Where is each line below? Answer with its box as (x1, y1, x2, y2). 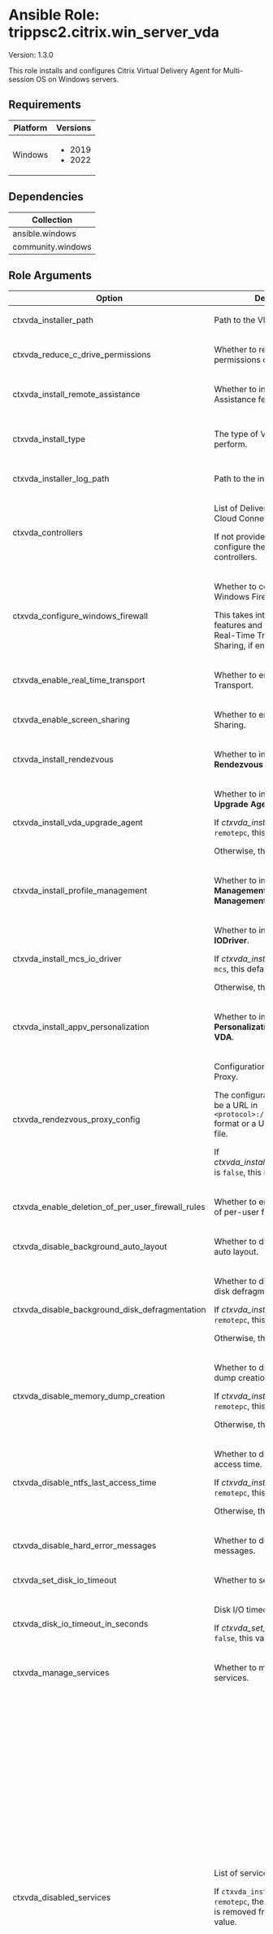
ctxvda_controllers (12, 527, 84, 539)
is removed (214, 1906, 257, 1918)
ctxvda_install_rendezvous (12, 754, 114, 766)
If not (214, 531, 234, 543)
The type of (214, 429, 258, 440)
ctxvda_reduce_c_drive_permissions (12, 349, 152, 360)
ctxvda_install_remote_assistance (12, 389, 141, 400)
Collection (32, 214, 73, 225)
